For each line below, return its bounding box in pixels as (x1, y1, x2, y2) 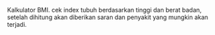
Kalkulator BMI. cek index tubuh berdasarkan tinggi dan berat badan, (7, 6, 202, 14)
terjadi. (7, 21, 27, 28)
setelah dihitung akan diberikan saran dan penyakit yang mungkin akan (7, 13, 208, 21)
